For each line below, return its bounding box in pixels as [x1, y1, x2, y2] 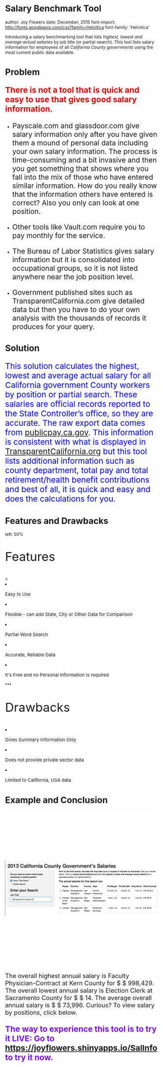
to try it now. [5, 1052, 54, 1063]
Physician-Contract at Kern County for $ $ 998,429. [5, 979, 154, 987]
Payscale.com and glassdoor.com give [12, 121, 140, 131]
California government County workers [5, 380, 150, 390]
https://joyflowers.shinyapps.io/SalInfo [5, 1043, 158, 1053]
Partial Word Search [5, 632, 48, 638]
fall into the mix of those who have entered [12, 173, 154, 182]
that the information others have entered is [12, 190, 153, 199]
